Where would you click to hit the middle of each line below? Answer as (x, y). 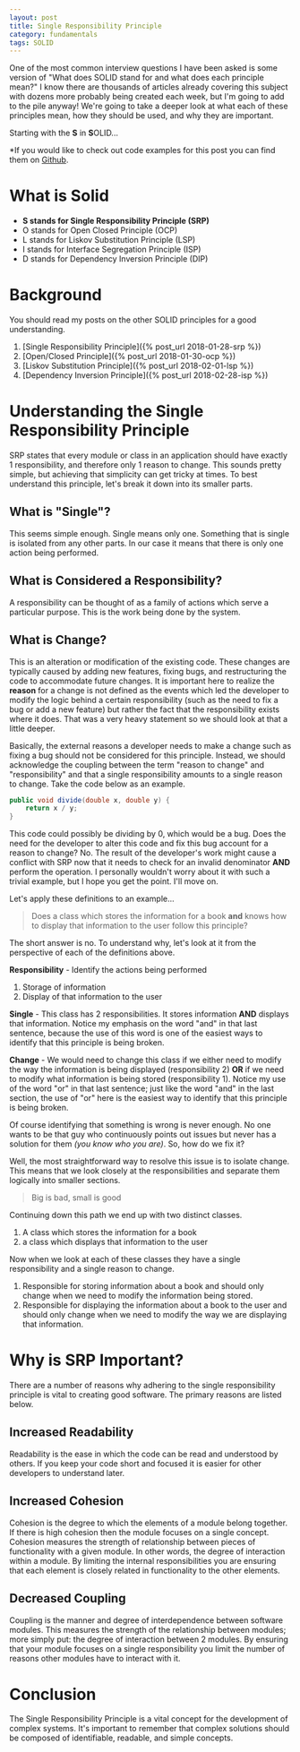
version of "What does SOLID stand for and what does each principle (137, 78)
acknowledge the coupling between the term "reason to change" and (137, 764)
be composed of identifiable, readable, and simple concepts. (121, 1738)
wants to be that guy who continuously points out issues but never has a (143, 1135)
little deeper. (32, 728)
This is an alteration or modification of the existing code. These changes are (150, 661)
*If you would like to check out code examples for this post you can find (142, 150)
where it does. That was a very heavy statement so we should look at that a (149, 718)
